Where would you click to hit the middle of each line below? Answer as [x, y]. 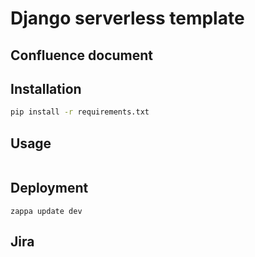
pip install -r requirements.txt [80, 112]
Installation [46, 88]
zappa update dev [46, 211]
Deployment [49, 188]
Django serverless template [127, 18]
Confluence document [82, 55]
